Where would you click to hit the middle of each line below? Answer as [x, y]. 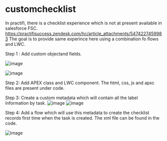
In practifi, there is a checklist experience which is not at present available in [83, 23]
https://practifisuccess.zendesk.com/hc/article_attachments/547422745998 [83, 33]
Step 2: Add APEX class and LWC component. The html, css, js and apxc [80, 83]
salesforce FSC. [22, 28]
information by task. [26, 103]
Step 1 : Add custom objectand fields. [44, 54]
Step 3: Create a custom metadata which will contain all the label [72, 98]
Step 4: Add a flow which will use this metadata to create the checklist [77, 113]
